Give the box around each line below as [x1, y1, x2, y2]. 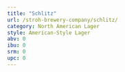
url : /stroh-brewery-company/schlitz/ [7, 16, 118, 23]
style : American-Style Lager [7, 29, 91, 36]
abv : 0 [7, 36, 26, 43]
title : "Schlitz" [7, 10, 57, 17]
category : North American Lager [7, 23, 100, 29]
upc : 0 [7, 55, 26, 62]
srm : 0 [7, 49, 26, 56]
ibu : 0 [7, 42, 26, 49]
